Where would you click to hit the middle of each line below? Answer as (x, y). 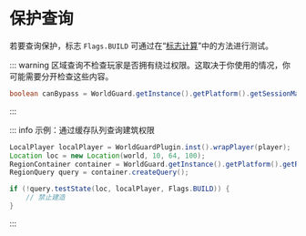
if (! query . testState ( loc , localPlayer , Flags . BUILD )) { (120, 189)
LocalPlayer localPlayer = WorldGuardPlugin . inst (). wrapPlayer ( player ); (150, 147)
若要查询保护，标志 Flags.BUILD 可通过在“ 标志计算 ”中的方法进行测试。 (141, 46)
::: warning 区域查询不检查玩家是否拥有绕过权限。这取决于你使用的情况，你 (150, 65)
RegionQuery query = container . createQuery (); (99, 173)
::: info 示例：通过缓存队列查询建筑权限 (82, 129)
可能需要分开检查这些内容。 (61, 76)
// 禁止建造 (46, 198)
